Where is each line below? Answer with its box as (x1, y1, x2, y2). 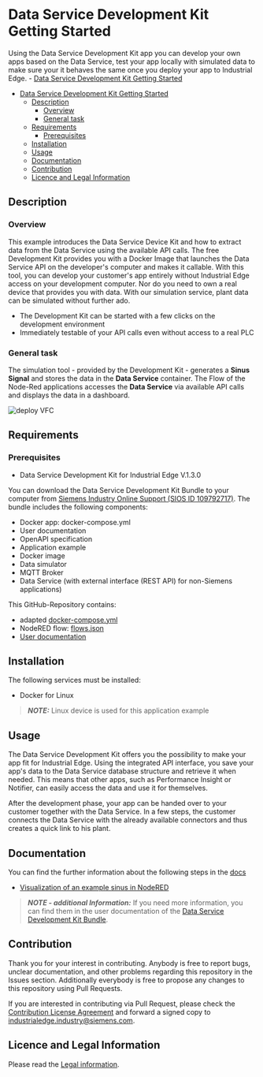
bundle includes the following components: (8, 502, 148, 512)
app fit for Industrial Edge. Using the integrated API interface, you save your (8, 758, 254, 768)
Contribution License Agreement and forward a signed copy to (8, 1007, 211, 1016)
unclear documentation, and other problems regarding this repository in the (8, 967, 254, 976)
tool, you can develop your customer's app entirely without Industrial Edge (8, 270, 250, 280)
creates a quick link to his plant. (8, 824, 111, 833)
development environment (19, 319, 106, 329)
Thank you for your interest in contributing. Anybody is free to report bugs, (8, 958, 250, 967)
